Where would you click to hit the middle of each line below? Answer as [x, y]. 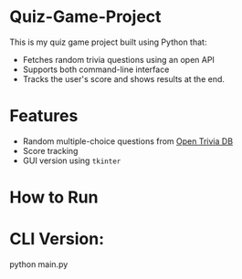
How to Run [54, 197]
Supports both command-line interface [96, 69]
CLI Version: [57, 239]
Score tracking [50, 150]
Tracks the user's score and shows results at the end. [124, 78]
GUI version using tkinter [72, 160]
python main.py [39, 264]
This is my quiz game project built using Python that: [108, 42]
